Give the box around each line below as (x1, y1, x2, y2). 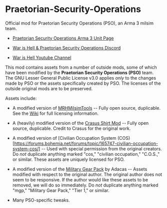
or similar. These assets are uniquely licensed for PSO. (12, 156, 125, 162)
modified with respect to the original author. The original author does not (12, 171, 162, 177)
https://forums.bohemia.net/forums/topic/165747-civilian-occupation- (14, 140, 158, 146)
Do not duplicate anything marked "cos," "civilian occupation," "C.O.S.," (12, 151, 160, 157)
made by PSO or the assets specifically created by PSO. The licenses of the (5, 80, 161, 86)
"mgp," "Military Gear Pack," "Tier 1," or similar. (12, 187, 109, 193)
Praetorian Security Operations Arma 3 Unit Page (12, 35, 114, 41)
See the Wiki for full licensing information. (12, 110, 99, 116)
